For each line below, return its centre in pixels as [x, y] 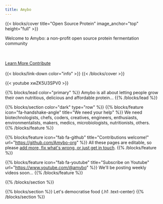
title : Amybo [18, 10]
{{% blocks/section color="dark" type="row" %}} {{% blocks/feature [74, 107]
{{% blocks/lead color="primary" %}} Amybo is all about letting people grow [82, 92]
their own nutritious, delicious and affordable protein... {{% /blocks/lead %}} [81, 98]
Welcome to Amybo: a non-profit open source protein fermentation [72, 38]
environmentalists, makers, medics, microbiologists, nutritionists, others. [78, 122]
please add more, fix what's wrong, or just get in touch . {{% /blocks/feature [81, 147]
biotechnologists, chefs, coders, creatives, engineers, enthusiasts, [72, 117]
